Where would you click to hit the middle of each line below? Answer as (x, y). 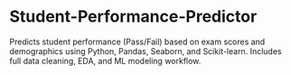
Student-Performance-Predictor (133, 17)
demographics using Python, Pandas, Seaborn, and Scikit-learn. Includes (145, 51)
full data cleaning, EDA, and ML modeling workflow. (105, 61)
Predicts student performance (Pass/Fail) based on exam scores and (137, 42)
